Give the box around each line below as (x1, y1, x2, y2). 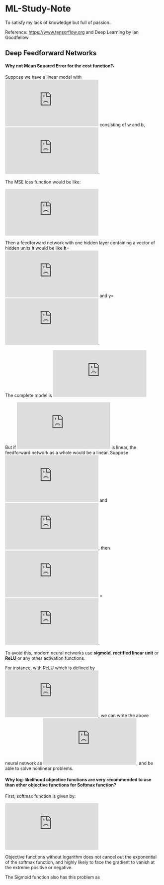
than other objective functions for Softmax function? (5, 782, 117, 788)
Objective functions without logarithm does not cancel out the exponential (5, 854, 157, 860)
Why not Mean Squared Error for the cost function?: (5, 63, 115, 69)
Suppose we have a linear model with (5, 74, 82, 80)
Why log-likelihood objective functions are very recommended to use (5, 777, 152, 783)
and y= (99, 293, 114, 298)
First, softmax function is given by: (5, 793, 76, 799)
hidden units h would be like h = (5, 245, 70, 251)
